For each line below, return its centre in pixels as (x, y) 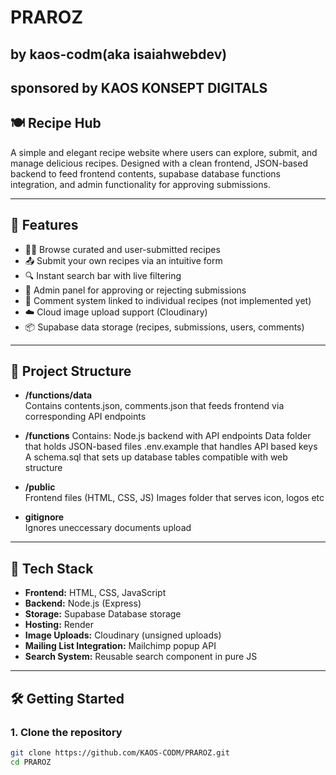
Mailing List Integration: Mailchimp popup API (120, 646)
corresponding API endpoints (85, 417)
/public (40, 487)
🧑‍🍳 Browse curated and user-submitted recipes (122, 249)
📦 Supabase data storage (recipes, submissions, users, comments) (164, 327)
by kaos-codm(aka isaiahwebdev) (119, 54)
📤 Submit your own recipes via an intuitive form (123, 260)
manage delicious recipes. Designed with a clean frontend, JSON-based (159, 163)
